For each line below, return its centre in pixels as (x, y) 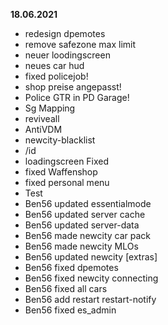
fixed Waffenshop (61, 172)
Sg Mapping (50, 108)
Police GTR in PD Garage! (77, 97)
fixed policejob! (56, 76)
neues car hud (54, 65)
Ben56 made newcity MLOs (81, 246)
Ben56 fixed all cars (66, 288)
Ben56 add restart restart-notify (90, 299)
